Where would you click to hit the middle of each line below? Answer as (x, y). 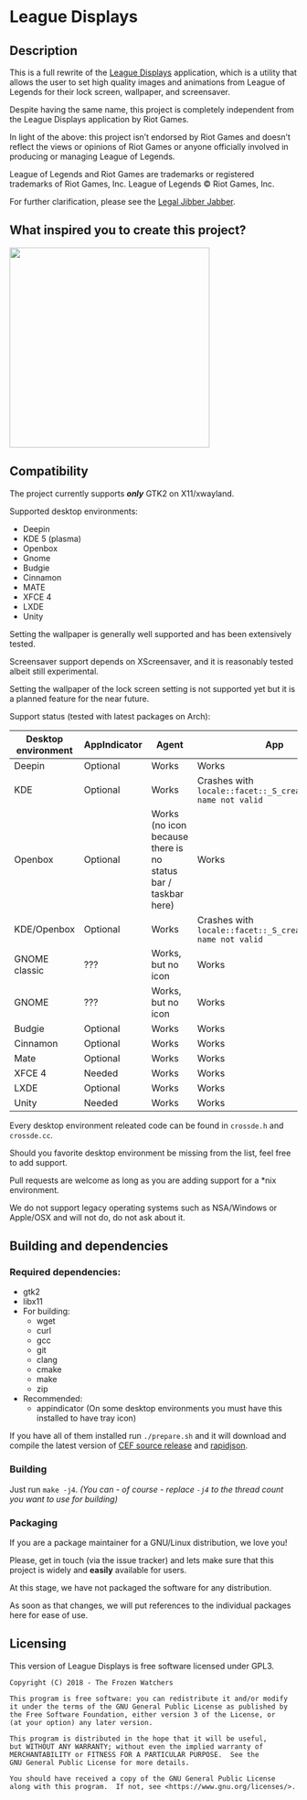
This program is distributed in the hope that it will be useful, (138, 1739)
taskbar (168, 893)
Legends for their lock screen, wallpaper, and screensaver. (120, 92)
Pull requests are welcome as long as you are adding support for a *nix (143, 1180)
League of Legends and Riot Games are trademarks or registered (132, 174)
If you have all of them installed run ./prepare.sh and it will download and (148, 1436)
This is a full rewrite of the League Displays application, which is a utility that (153, 72)
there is (167, 847)
